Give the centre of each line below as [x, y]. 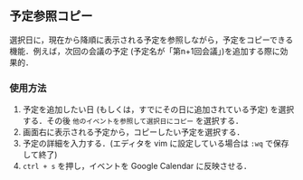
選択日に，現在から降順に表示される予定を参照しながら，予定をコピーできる [151, 40]
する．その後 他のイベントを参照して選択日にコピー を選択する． [133, 121]
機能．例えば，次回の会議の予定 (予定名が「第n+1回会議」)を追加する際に [145, 51]
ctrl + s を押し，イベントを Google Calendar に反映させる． [137, 166]
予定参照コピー [51, 16]
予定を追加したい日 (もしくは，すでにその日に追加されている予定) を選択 [158, 109]
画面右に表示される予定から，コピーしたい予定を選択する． [133, 132]
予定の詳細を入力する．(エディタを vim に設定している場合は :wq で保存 [156, 144]
